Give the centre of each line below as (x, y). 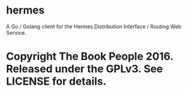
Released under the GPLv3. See (85, 69)
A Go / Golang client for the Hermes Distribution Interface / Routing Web (94, 26)
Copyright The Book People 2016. (90, 57)
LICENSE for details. (56, 81)
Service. (16, 32)
